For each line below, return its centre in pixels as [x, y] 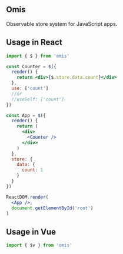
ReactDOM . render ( [27, 197]
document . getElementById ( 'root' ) [52, 208]
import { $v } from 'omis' [39, 245]
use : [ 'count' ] [30, 88]
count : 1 [32, 170]
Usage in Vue [31, 232]
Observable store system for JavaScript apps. [62, 24]
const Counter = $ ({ [31, 66]
